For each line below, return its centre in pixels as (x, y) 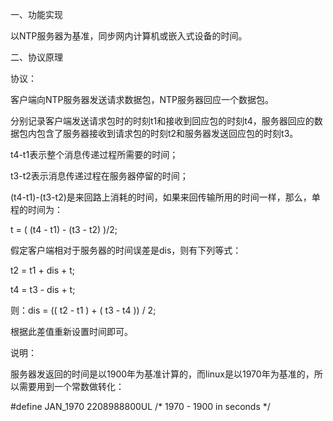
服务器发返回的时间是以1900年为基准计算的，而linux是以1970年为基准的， (162, 374)
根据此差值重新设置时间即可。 (71, 331)
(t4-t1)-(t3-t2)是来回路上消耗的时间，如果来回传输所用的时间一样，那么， (161, 197)
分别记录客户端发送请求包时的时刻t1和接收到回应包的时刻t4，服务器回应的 (162, 121)
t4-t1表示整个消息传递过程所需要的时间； (94, 154)
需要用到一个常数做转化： (71, 386)
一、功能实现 (36, 14)
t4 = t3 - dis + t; (43, 289)
